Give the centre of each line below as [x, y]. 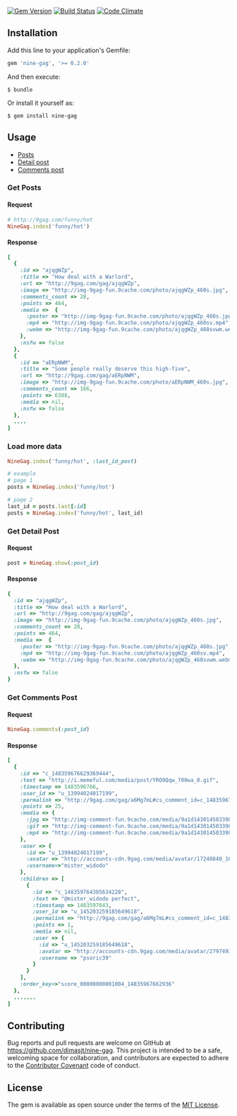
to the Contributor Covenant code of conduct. [74, 1066]
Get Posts [24, 188]
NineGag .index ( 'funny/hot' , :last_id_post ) [72, 461]
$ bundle [20, 90]
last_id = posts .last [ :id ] [47, 506]
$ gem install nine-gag [42, 116]
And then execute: [34, 76]
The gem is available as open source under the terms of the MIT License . [114, 1105]
